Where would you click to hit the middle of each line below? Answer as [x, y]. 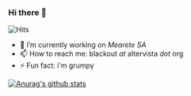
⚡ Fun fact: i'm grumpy [57, 65]
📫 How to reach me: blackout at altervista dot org [101, 54]
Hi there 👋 [28, 13]
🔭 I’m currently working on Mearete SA [83, 45]
